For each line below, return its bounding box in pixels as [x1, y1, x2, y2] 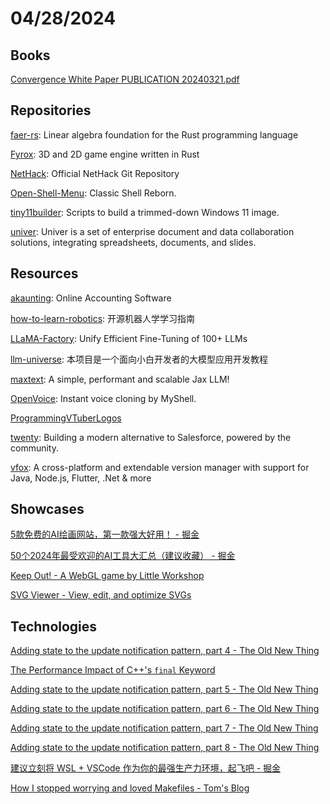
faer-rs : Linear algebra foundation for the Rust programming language [10, 128, 299, 141]
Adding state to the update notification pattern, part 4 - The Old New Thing [10, 645, 320, 657]
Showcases [10, 501, 85, 518]
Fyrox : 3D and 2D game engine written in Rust [10, 148, 200, 160]
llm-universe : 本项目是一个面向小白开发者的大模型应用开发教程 [10, 353, 268, 365]
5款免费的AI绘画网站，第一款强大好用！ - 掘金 [10, 528, 200, 541]
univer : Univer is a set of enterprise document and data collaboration [10, 225, 295, 237]
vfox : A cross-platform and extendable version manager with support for [10, 461, 310, 473]
